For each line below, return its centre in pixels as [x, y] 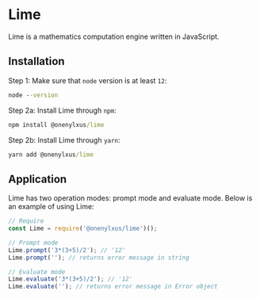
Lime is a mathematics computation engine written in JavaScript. [114, 36]
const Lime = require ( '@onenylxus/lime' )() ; [83, 229]
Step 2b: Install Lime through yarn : [64, 139]
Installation [36, 61]
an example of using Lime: [51, 207]
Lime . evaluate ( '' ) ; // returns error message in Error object [113, 287]
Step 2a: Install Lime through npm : [62, 110]
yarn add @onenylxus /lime [51, 155]
